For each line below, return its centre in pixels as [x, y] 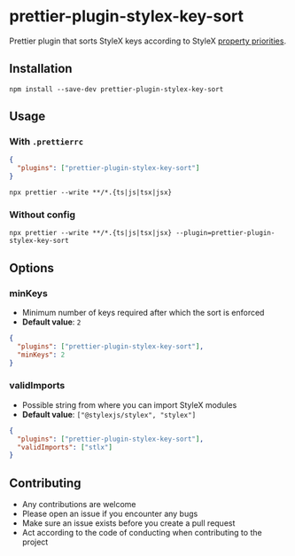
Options [32, 268]
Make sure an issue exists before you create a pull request [128, 523]
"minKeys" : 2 [41, 355]
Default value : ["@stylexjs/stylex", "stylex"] [109, 414]
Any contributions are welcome [79, 505]
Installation [41, 69]
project [35, 542]
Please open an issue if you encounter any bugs [110, 514]
